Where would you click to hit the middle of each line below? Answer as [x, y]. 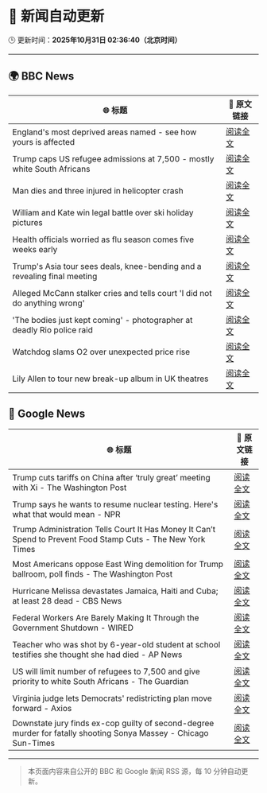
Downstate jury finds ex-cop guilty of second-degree [113, 723]
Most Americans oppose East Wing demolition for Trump [118, 564]
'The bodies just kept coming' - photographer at [103, 320]
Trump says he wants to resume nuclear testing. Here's [115, 504]
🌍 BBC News [41, 76]
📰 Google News [47, 414]
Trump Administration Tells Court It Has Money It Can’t [114, 529]
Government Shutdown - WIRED [73, 628]
